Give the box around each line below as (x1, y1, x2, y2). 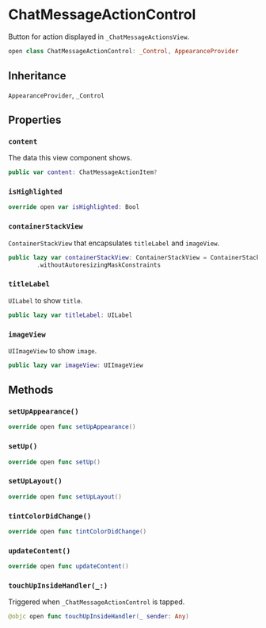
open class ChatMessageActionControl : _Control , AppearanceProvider (8, 47, 239, 55)
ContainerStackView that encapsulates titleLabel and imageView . (8, 238, 220, 248)
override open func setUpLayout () (8, 492, 123, 501)
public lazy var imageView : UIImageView (8, 361, 144, 369)
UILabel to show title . (8, 295, 83, 305)
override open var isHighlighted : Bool (8, 203, 140, 211)
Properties (8, 114, 62, 127)
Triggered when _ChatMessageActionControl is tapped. (8, 597, 185, 607)
